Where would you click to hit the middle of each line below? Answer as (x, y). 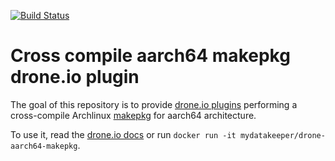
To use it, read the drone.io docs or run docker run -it (123, 134)
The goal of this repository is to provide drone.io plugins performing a (154, 104)
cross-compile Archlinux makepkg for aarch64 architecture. (133, 115)
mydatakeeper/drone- (282, 135)
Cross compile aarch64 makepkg (150, 56)
